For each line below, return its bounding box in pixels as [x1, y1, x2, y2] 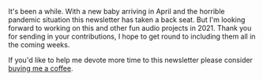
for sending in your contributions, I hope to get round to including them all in [8, 31, 256, 41]
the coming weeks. [8, 40, 70, 50]
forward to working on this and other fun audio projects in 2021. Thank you [8, 24, 252, 32]
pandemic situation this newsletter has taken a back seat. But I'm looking [8, 15, 246, 24]
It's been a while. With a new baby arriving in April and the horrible [8, 7, 225, 16]
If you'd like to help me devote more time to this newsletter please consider [8, 55, 253, 64]
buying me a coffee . [8, 64, 73, 73]
